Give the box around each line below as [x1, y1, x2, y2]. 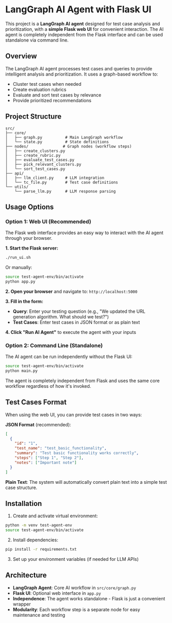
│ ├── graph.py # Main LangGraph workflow [5, 135, 123, 140]
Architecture [5, 571, 47, 580]
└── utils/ [5, 184, 29, 190]
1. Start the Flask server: [5, 245, 59, 251]
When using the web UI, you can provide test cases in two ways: [5, 411, 142, 418]
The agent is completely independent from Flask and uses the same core [5, 377, 160, 384]
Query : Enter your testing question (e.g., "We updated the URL [12, 308, 145, 314]
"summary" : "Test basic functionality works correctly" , [14, 450, 139, 456]
